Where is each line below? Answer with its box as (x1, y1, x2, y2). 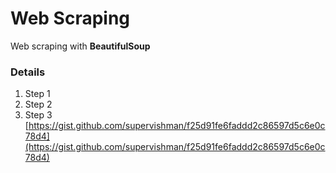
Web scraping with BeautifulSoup (10, 40, 151, 52)
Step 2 (24, 98, 53, 111)
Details (10, 65, 46, 79)
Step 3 (24, 109, 53, 121)
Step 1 (24, 88, 51, 100)
